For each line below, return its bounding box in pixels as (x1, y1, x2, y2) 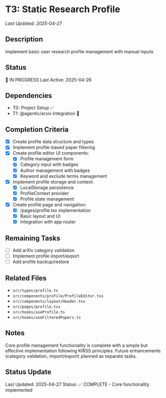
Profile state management (20, 196, 74, 202)
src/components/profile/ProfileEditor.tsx (12, 293, 104, 299)
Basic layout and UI (20, 213, 61, 219)
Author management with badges (20, 167, 90, 173)
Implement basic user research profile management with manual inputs (5, 48, 153, 54)
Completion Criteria (5, 125, 69, 134)
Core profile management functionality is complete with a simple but (5, 342, 148, 348)
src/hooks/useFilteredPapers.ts (12, 315, 81, 320)
